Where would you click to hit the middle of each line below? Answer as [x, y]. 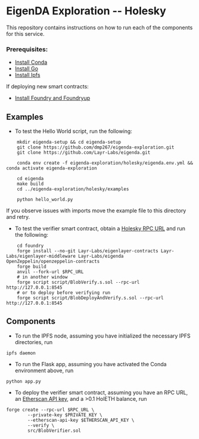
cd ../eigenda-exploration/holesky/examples [73, 189]
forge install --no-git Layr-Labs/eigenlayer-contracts [88, 251]
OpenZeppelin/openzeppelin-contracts [53, 262]
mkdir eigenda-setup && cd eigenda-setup [69, 142]
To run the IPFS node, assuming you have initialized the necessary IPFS [102, 336]
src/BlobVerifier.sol [55, 431]
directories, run [33, 342]
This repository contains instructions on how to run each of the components [99, 27]
